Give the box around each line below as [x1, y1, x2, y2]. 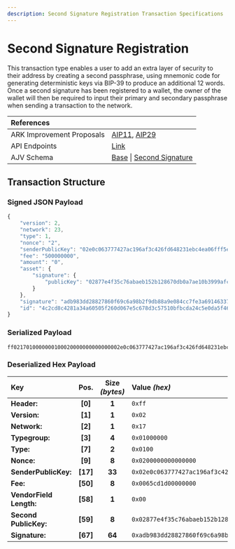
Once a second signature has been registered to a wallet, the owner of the [7, 86, 222, 95]
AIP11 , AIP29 [111, 129, 156, 139]
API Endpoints [10, 141, 57, 151]
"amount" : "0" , [20, 259, 64, 266]
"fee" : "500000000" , [20, 252, 80, 260]
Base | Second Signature [111, 152, 193, 162]
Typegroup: [10, 432, 50, 442]
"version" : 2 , [20, 220, 61, 227]
